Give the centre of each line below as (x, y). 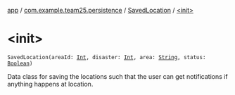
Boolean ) (20, 63)
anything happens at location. (50, 84)
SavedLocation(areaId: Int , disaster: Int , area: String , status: (107, 57)
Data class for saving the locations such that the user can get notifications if (118, 76)
